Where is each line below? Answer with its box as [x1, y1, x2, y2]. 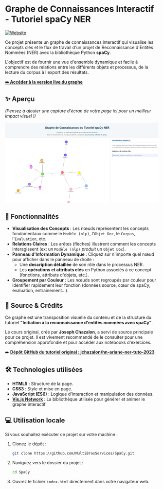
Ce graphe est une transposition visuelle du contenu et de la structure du [5, 314, 152, 320]
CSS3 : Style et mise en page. [12, 386, 72, 392]
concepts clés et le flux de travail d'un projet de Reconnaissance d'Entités [5, 44, 153, 50]
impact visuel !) [5, 113, 36, 119]
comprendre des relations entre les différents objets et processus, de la [5, 64, 148, 70]
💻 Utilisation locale [5, 416, 65, 424]
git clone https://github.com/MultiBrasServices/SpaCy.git [12, 451, 135, 456]
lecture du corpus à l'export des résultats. [5, 69, 89, 75]
